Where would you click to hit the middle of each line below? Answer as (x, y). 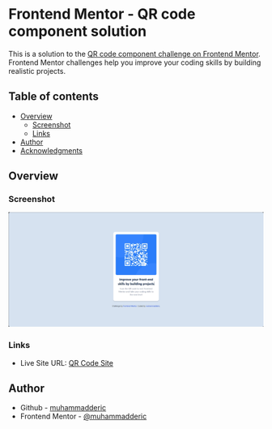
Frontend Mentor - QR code (102, 14)
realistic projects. (37, 71)
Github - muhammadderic (63, 408)
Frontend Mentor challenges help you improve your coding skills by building (135, 62)
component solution (78, 31)
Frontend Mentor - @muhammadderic (83, 416)
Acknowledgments (51, 150)
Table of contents (53, 97)
